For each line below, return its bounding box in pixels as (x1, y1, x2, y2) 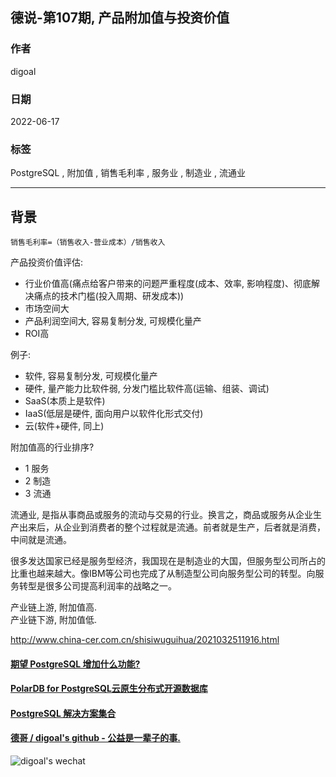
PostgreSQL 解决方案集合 (10, 707, 117, 719)
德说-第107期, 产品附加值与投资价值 (10, 9, 230, 27)
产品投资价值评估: (10, 256, 84, 268)
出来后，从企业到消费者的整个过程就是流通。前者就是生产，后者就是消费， (18, 521, 326, 533)
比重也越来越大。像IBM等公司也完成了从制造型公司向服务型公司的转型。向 (10, 568, 316, 580)
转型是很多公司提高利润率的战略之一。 (18, 580, 177, 592)
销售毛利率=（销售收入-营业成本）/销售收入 (10, 238, 166, 248)
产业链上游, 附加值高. (10, 601, 98, 613)
